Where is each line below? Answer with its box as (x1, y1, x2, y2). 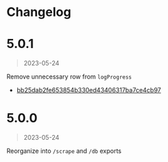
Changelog (6, 4, 72, 20)
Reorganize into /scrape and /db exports (6, 147, 122, 155)
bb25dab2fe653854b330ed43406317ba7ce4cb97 (16, 86, 161, 95)
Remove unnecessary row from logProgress (6, 72, 133, 81)
